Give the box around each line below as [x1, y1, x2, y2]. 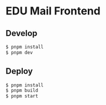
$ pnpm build [5, 88, 39, 94]
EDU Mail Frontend [5, 4, 101, 18]
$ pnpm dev [5, 49, 33, 55]
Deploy [5, 66, 33, 76]
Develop [5, 28, 37, 38]
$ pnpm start [5, 93, 39, 100]
